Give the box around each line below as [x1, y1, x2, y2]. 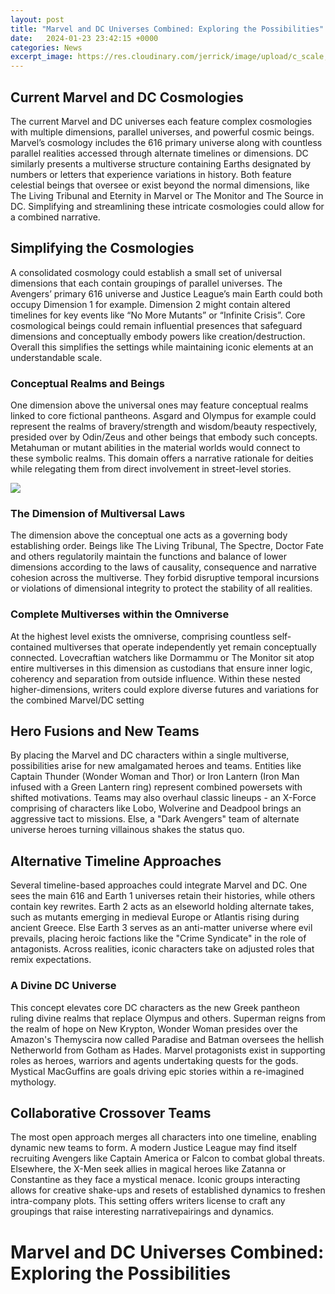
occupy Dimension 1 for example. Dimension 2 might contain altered [10, 298, 291, 310]
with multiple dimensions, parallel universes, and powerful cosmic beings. [10, 126, 315, 138]
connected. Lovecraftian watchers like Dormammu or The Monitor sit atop [10, 651, 315, 663]
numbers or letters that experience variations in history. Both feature [10, 168, 292, 180]
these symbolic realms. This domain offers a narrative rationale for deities [10, 452, 314, 465]
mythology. [10, 1076, 57, 1088]
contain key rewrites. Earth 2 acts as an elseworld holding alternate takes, [10, 901, 315, 913]
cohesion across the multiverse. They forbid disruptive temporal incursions [10, 572, 320, 584]
